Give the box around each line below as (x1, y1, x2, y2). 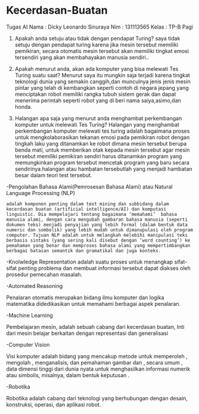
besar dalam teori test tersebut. (14, 171, 92, 178)
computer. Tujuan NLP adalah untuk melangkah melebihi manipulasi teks (6, 232, 188, 238)
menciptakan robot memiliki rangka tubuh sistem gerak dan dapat (14, 90, 176, 98)
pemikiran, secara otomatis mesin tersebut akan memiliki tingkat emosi (14, 47, 189, 54)
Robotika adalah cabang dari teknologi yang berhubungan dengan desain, (6, 394, 188, 402)
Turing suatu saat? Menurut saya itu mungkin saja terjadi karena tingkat (14, 71, 191, 79)
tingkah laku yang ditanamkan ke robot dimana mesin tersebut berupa (14, 140, 187, 147)
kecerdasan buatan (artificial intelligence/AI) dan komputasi (6, 206, 167, 212)
